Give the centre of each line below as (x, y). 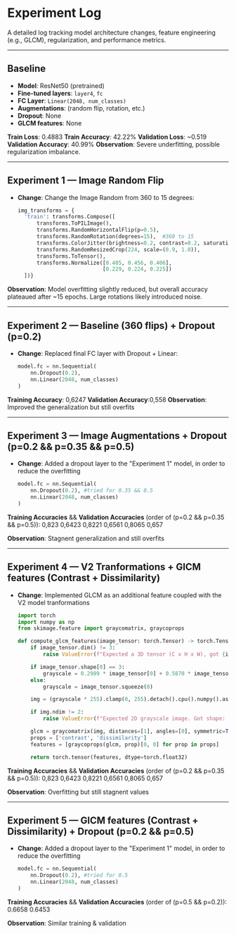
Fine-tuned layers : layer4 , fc (60, 93)
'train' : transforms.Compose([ (70, 217)
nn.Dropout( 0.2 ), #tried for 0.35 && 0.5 (92, 491)
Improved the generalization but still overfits (71, 407)
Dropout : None (39, 116)
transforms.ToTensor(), (71, 256)
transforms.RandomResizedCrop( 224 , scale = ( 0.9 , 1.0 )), (118, 249)
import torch (37, 615)
